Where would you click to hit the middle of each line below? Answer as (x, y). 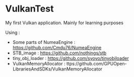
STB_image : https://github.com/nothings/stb (59, 53)
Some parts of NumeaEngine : (44, 42)
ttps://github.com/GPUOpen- (97, 63)
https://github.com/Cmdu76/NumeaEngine (57, 47)
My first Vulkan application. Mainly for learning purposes (64, 23)
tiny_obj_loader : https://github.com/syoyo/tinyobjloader (71, 58)
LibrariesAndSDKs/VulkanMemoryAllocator (57, 69)
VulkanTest (30, 9)
